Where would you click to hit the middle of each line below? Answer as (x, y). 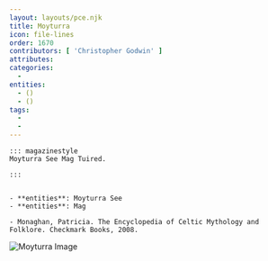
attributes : (31, 59)
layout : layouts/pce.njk (56, 18)
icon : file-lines (42, 34)
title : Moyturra (40, 26)
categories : (31, 68)
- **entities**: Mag (48, 206)
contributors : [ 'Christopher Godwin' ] (86, 51)
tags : (19, 110)
